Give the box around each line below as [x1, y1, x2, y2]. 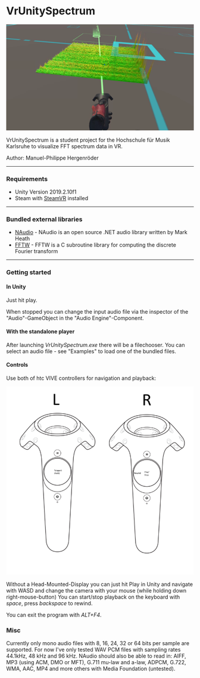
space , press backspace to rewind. [6, 599, 93, 607]
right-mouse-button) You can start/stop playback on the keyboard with [6, 593, 180, 600]
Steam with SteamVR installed [14, 195, 89, 202]
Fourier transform [14, 248, 58, 255]
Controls [6, 361, 29, 369]
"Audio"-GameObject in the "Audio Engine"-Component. [6, 314, 144, 321]
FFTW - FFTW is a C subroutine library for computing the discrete [14, 241, 177, 249]
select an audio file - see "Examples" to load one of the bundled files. [6, 348, 177, 355]
